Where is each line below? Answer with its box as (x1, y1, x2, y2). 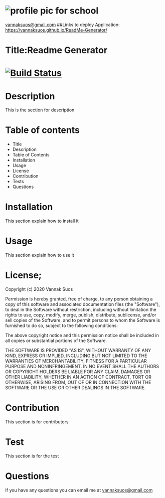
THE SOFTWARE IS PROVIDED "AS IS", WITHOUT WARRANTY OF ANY (5, 348, 151, 353)
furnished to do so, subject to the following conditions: (5, 322, 118, 328)
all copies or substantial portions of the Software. (5, 338, 107, 344)
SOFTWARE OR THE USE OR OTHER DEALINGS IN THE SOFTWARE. (5, 385, 146, 391)
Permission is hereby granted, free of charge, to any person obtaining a (5, 296, 153, 302)
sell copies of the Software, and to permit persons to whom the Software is (5, 317, 160, 323)
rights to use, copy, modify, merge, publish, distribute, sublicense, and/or (5, 312, 156, 318)
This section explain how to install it (5, 218, 79, 224)
